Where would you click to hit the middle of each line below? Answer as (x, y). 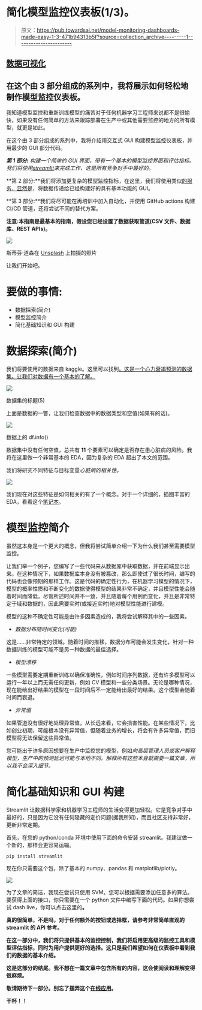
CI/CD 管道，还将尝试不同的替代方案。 (54, 209)
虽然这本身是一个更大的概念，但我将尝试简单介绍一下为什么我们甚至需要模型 (101, 546)
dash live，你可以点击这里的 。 (50, 907)
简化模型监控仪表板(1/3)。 (70, 12)
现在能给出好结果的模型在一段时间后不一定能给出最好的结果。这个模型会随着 (101, 690)
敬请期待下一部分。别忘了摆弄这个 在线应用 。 (61, 988)
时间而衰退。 (22, 697)
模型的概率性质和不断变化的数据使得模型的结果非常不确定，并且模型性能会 (98, 588)
